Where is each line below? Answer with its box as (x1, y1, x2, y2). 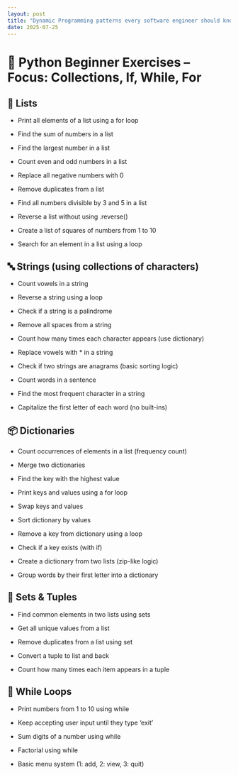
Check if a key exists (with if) (17, 544, 103, 551)
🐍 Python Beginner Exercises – (7, 54, 191, 70)
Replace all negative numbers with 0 (17, 171, 124, 180)
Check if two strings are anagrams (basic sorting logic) (17, 362, 178, 370)
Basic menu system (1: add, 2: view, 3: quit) (17, 759, 144, 768)
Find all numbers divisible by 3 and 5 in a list (17, 199, 147, 207)
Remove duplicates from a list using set (17, 637, 133, 646)
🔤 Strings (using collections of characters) (7, 260, 200, 273)
